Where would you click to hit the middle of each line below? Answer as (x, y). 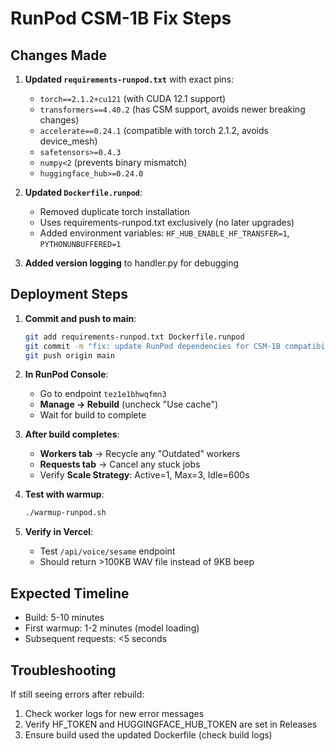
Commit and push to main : (80, 318)
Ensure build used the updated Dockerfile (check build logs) (148, 734)
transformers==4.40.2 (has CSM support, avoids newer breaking (172, 109)
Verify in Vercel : (59, 532)
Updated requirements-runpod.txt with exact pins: (129, 79)
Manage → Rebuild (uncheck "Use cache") (129, 404)
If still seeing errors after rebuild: (77, 694)
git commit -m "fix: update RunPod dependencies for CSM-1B (152, 346)
